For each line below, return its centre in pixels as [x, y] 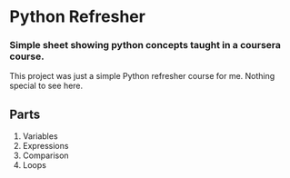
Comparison [46, 155]
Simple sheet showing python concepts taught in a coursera [145, 45]
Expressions [45, 146]
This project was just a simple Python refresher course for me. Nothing [142, 76]
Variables [40, 136]
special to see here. [46, 86]
